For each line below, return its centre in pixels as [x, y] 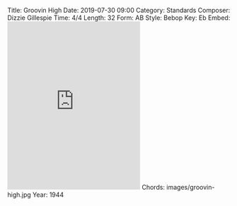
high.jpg [19, 195]
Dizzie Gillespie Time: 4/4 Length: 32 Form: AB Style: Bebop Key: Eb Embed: [119, 18]
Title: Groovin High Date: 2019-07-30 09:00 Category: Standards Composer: [119, 10]
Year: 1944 [48, 195]
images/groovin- [190, 187]
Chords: [153, 187]
